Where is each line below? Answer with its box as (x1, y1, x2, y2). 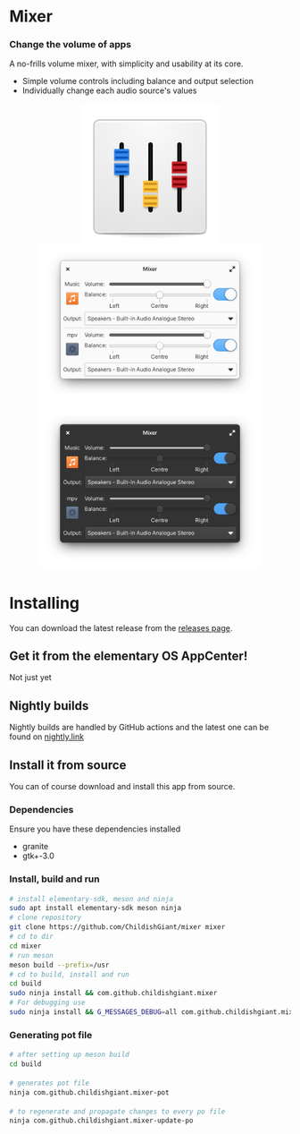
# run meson (9, 951, 54, 959)
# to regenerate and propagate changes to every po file (9, 1107, 226, 1116)
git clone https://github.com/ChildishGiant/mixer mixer (9, 923, 226, 932)
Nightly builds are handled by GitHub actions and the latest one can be (9, 722, 270, 733)
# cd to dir (9, 933, 54, 942)
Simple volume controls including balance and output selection (21, 76, 254, 87)
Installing (9, 593, 80, 613)
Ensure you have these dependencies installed (9, 823, 181, 834)
